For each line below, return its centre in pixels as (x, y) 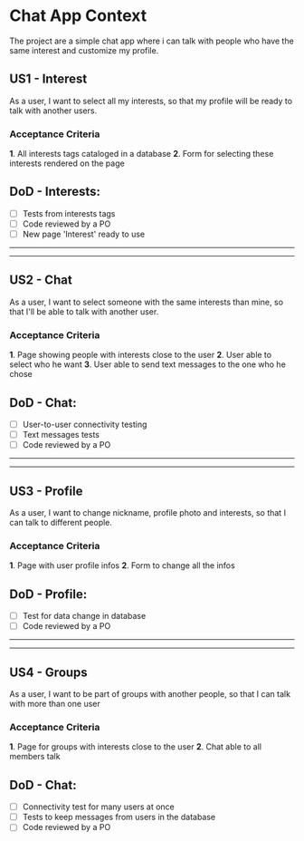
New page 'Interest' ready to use (84, 234)
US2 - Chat (41, 280)
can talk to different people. (61, 522)
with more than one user (55, 704)
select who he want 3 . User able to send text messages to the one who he (148, 364)
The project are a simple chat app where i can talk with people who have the (152, 41)
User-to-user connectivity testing (85, 424)
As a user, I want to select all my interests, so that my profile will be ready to (151, 101)
